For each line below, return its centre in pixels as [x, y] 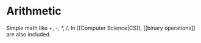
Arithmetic [34, 11]
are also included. [29, 34]
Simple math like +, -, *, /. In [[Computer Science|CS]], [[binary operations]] [101, 28]
